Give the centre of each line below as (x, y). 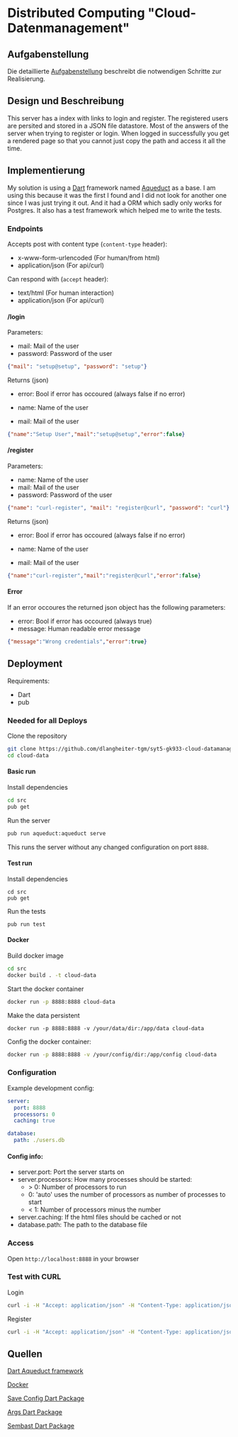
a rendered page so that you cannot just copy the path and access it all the (117, 140)
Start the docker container (46, 989)
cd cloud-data (28, 755)
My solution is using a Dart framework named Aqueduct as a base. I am (112, 188)
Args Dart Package (35, 1412)
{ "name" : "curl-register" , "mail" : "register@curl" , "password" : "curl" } (119, 508)
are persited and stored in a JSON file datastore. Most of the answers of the (118, 125)
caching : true (34, 1121)
